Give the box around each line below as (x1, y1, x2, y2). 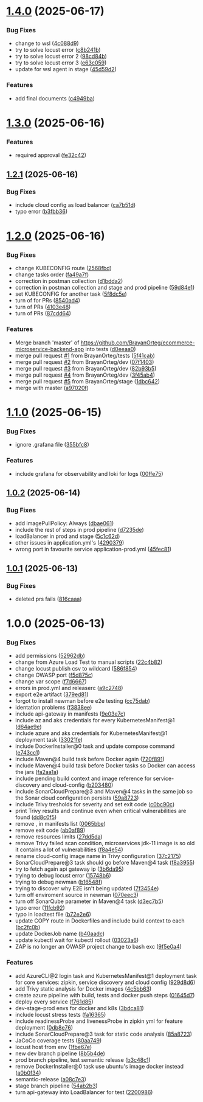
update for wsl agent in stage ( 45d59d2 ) (15, 66, 117, 73)
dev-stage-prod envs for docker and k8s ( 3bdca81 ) (15, 1004, 144, 1011)
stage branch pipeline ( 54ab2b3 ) (15, 1082, 98, 1089)
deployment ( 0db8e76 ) (15, 1024, 74, 1031)
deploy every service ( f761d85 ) (15, 998, 94, 1005)
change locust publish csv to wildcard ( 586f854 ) (15, 665, 138, 672)
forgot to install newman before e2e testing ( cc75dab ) (15, 697, 151, 705)
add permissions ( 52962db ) (15, 652, 85, 660)
